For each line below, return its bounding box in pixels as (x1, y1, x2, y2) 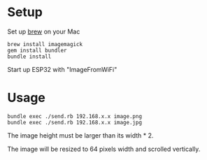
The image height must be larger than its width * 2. (7, 131, 154, 140)
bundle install (7, 53, 52, 60)
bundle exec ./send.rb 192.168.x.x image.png (7, 112, 142, 119)
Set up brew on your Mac (7, 27, 80, 36)
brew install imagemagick (7, 41, 83, 48)
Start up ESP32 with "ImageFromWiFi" (7, 65, 117, 73)
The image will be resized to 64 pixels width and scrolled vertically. (7, 145, 201, 153)
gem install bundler (7, 47, 68, 54)
